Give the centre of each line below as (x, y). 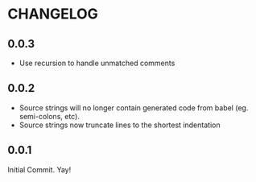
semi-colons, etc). (49, 116)
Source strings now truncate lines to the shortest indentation (120, 125)
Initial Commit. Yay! (39, 169)
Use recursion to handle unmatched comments (97, 63)
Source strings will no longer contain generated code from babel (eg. (134, 108)
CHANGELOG (53, 14)
